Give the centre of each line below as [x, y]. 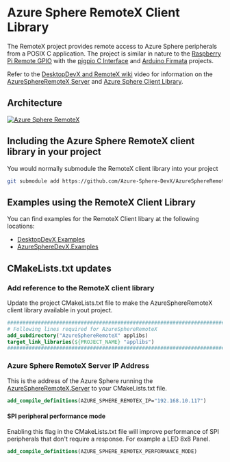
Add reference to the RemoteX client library [81, 288]
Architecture [35, 103]
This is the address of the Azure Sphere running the [80, 381]
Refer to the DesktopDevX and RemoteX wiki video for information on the [110, 74]
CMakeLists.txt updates [59, 268]
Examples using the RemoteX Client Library [102, 202]
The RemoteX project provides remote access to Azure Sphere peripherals [112, 46]
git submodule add [33, 181]
